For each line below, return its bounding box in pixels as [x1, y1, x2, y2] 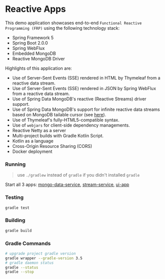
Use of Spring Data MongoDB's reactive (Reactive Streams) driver [12, 95, 147, 102]
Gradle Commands [5, 240, 51, 247]
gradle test [5, 205, 30, 210]
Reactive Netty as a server [12, 127, 66, 133]
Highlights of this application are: [5, 65, 72, 71]
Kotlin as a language [12, 138, 54, 144]
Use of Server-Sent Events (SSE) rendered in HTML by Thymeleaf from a [12, 75, 161, 81]
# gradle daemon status [5, 260, 54, 265]
